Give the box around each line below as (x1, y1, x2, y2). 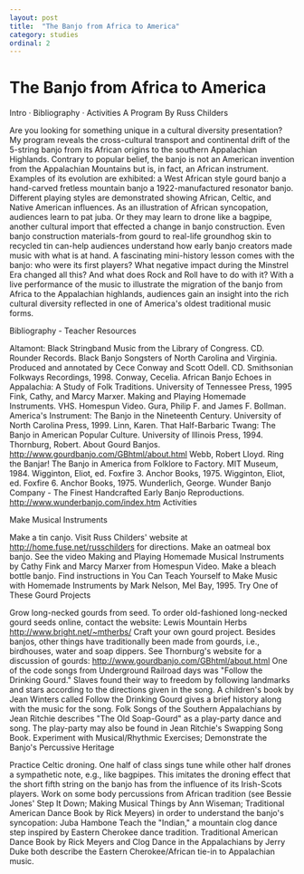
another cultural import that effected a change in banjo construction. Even (9, 221, 285, 232)
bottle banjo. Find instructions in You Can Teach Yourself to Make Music (9, 571, 278, 581)
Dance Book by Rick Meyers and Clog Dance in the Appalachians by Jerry (9, 837, 286, 848)
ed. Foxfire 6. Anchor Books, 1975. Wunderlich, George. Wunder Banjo (9, 477, 271, 489)
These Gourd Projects (9, 590, 91, 600)
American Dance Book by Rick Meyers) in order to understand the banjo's (9, 808, 285, 819)
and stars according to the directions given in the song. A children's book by (9, 685, 294, 696)
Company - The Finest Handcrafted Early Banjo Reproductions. (9, 487, 245, 498)
